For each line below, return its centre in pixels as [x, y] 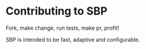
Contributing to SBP [57, 11]
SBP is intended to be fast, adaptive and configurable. [73, 39]
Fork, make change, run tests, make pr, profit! [62, 28]
